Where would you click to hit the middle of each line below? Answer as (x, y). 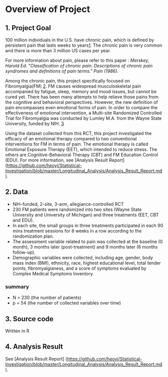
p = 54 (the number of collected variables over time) (67, 303)
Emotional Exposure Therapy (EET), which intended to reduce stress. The (81, 149)
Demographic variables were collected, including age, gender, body (83, 257)
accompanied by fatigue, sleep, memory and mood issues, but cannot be (81, 91)
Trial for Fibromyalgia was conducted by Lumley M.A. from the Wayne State (83, 118)
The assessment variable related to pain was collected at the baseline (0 (88, 241)
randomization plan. (33, 236)
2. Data (17, 192)
